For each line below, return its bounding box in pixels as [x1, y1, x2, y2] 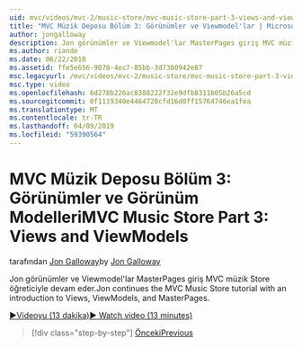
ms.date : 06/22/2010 [9, 55, 87, 64]
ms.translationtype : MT [9, 105, 99, 114]
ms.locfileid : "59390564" [9, 130, 106, 139]
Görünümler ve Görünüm [9, 188, 200, 209]
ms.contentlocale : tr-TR [9, 113, 102, 122]
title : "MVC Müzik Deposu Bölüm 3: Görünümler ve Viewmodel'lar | [9, 22, 263, 31]
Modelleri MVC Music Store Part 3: [9, 208, 270, 227]
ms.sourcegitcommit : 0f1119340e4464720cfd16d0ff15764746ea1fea [9, 96, 252, 106]
